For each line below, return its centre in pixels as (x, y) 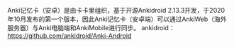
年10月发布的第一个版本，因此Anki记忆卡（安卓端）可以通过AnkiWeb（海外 (117, 19)
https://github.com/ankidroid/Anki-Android (69, 36)
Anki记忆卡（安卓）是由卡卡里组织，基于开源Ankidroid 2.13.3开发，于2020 (116, 10)
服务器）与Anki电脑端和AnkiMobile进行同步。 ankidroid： (91, 28)
